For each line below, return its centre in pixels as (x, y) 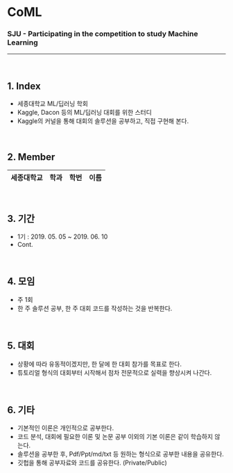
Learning (23, 42)
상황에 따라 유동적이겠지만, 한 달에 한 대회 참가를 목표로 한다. (100, 364)
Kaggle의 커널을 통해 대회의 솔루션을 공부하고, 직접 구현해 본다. (103, 121)
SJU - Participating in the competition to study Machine (103, 34)
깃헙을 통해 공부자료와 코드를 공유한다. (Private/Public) (92, 463)
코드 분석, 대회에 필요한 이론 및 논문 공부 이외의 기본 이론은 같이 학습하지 (115, 437)
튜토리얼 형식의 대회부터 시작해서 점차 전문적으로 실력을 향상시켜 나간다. (114, 372)
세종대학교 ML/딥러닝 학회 (53, 104)
